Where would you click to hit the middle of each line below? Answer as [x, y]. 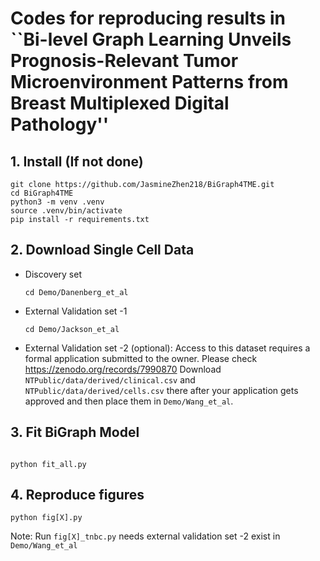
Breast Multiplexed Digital [120, 103]
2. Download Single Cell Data [102, 250]
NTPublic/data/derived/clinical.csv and [110, 379]
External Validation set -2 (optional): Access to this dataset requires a [167, 348]
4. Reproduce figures [77, 495]
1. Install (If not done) [77, 161]
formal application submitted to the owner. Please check [141, 358]
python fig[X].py [46, 518]
